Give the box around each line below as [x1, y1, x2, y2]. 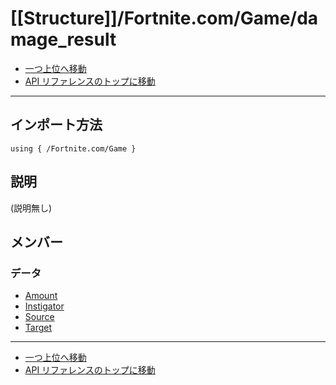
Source [24, 311, 55, 323]
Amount [24, 290, 58, 302]
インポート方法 [10, 117, 103, 134]
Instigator [24, 300, 65, 312]
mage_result [10, 28, 117, 51]
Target [24, 322, 53, 334]
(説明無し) [10, 202, 53, 214]
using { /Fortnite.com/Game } [10, 143, 137, 154]
